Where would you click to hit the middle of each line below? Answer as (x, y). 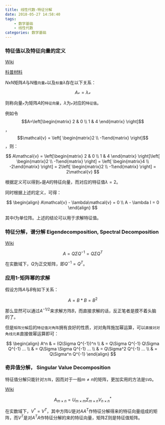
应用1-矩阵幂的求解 (28, 278)
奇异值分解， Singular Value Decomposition (58, 368)
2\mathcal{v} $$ (83, 172)
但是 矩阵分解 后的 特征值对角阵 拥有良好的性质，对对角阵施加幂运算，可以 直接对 (81, 327)
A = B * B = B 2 (83, 300)
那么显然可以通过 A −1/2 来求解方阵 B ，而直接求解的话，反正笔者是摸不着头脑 (81, 310)
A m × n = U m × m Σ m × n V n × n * (83, 400)
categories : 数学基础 (26, 33)
